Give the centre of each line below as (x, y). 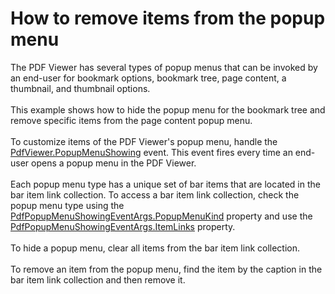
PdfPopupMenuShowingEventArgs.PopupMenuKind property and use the (161, 216)
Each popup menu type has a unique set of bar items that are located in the (165, 184)
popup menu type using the (67, 205)
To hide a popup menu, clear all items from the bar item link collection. (155, 248)
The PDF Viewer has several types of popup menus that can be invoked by (164, 67)
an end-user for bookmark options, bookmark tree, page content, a (148, 78)
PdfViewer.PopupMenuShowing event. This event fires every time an (151, 152)
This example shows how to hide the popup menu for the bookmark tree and (168, 109)
